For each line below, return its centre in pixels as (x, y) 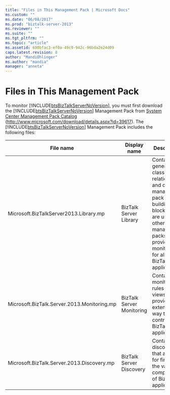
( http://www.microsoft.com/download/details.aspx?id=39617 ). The (75, 122)
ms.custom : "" (20, 15)
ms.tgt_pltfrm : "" (25, 38)
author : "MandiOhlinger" (31, 57)
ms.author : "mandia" (27, 62)
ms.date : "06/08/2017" (29, 19)
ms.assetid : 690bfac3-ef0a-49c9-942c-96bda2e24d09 (60, 48)
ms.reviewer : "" (22, 29)
